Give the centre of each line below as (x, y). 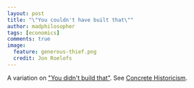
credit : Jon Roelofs (43, 58)
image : (17, 45)
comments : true (29, 39)
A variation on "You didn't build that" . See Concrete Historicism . (97, 78)
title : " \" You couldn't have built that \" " (71, 20)
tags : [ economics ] (33, 33)
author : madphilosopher (41, 26)
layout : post (26, 13)
